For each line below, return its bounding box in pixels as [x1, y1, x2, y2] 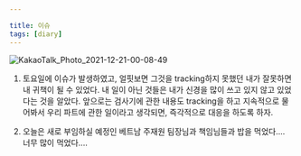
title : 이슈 [9, 21, 52, 30]
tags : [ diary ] [9, 29, 63, 39]
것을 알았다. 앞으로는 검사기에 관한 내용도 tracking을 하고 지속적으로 [39, 96, 280, 106]
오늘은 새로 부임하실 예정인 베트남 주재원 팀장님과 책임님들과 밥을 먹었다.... [22, 125, 286, 136]
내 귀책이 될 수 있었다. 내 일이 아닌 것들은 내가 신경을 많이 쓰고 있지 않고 [22, 84, 276, 95]
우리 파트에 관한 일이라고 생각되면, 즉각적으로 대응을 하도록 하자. [46, 106, 274, 117]
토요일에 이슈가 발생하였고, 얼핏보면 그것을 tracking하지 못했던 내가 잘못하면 [22, 73, 292, 84]
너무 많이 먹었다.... [22, 137, 88, 148]
